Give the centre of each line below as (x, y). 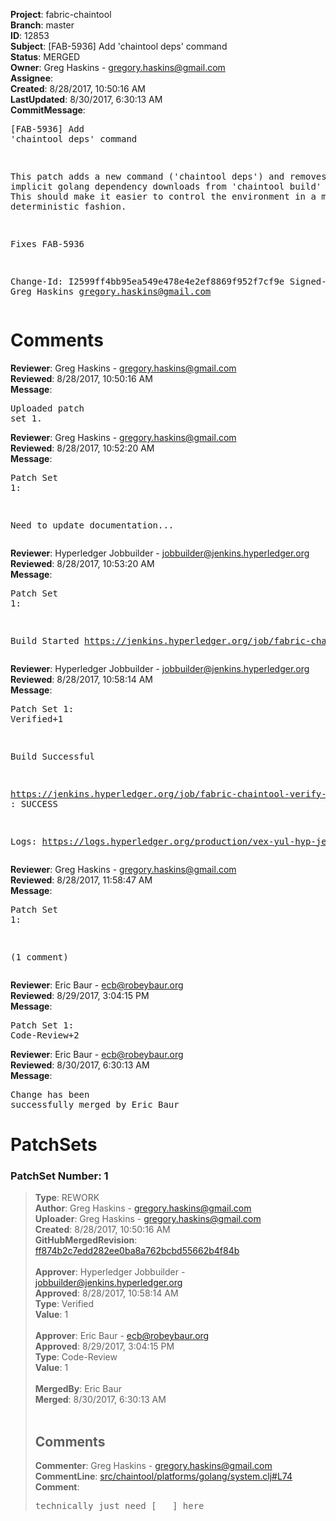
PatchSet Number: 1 (59, 1176)
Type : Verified (64, 1304)
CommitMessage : (48, 110)
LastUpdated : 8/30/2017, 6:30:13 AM (86, 99)
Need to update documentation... (92, 525)
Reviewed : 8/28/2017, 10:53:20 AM (82, 563)
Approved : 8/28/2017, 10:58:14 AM (106, 1293)
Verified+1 (37, 718)
